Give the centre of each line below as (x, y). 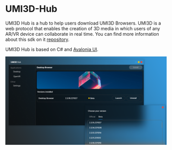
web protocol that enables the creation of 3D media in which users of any (83, 28)
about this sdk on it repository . (37, 39)
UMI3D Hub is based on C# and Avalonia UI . (52, 49)
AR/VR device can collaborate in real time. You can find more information (82, 34)
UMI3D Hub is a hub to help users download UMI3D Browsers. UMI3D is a (83, 23)
